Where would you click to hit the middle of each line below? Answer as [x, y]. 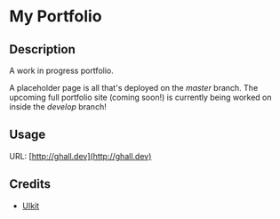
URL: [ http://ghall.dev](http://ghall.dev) [80, 156]
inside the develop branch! [58, 107]
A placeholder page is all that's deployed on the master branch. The [134, 88]
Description [42, 49]
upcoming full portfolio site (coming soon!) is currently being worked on [140, 97]
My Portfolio [56, 16]
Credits [30, 184]
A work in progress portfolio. [61, 70]
